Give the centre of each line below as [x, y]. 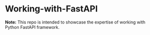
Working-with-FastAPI [52, 9]
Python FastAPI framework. [32, 27]
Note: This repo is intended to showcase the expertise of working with [75, 22]
